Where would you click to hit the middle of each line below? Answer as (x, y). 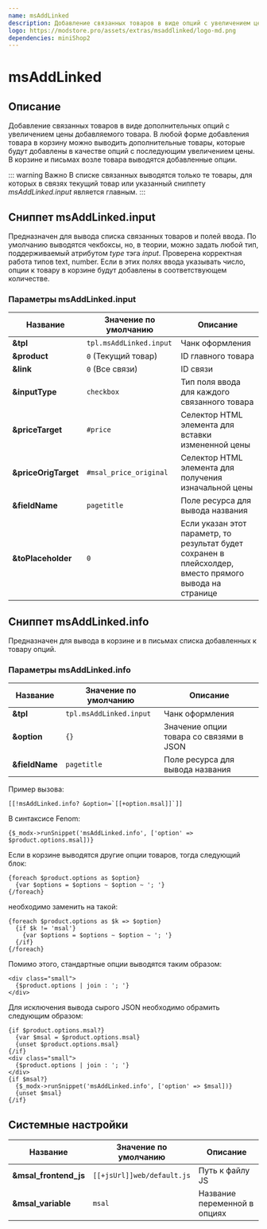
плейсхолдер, (207, 563)
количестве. (29, 279)
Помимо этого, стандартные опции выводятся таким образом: (115, 964)
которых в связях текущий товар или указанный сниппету (107, 183)
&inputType (35, 392)
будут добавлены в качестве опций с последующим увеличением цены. (132, 151)
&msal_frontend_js (49, 1176)
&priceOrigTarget (46, 473)
